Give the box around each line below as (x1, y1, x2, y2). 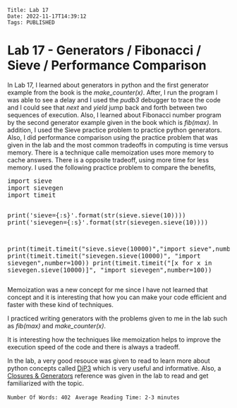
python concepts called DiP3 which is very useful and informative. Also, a (7, 364, 221, 372)
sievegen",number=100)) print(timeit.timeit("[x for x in (7, 258, 212, 267)
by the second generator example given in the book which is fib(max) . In (7, 118, 219, 126)
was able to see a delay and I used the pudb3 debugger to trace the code (7, 95, 221, 104)
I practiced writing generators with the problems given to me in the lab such (7, 314, 228, 323)
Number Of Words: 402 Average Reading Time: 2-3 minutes (7, 394, 180, 401)
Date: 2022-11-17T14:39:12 (7, 13, 87, 20)
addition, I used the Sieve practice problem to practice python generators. (7, 126, 222, 134)
